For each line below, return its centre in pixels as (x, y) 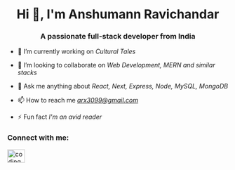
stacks (27, 72)
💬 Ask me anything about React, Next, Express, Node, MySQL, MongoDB (123, 86)
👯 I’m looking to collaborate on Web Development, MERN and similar (116, 65)
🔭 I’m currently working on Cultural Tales (76, 51)
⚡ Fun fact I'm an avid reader (60, 117)
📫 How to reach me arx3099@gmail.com (78, 100)
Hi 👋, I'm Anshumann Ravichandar (118, 14)
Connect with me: (38, 138)
